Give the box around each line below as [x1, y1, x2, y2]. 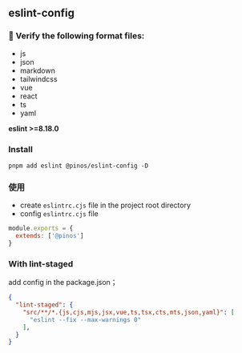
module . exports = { [8, 224, 74, 233]
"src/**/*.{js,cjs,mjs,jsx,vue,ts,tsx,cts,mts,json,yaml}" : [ [22, 308, 235, 316]
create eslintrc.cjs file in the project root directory [19, 200, 191, 211]
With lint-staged [8, 258, 74, 269]
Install [8, 143, 34, 154]
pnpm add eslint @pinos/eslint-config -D [8, 162, 149, 170]
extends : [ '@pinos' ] [15, 232, 84, 240]
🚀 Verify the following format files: [8, 30, 145, 42]
